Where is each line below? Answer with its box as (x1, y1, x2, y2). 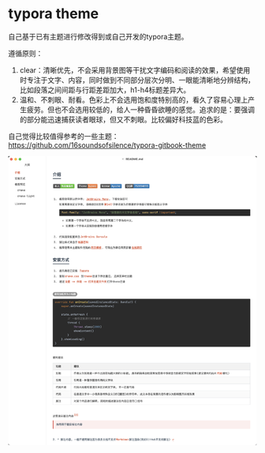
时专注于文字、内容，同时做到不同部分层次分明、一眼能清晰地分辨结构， (19, 75, 255, 84)
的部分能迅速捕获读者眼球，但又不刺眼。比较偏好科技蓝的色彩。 (19, 114, 227, 124)
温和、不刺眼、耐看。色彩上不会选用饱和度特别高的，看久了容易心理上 (19, 95, 248, 104)
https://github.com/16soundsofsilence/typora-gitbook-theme (8, 140, 207, 150)
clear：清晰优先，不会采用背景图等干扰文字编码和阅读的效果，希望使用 (19, 65, 251, 75)
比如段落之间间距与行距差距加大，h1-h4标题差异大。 (19, 84, 191, 95)
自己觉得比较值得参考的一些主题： (8, 131, 119, 140)
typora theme (8, 5, 99, 23)
